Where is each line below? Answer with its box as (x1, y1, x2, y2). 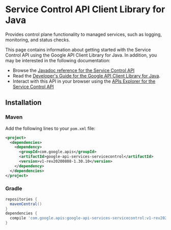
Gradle (5, 185, 22, 192)
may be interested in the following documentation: (5, 57, 110, 63)
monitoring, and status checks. (5, 37, 70, 43)
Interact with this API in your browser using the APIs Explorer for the (12, 78, 156, 84)
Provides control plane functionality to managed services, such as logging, (5, 31, 162, 37)
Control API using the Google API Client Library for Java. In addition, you (5, 52, 157, 58)
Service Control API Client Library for (5, 4, 165, 15)
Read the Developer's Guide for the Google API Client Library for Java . (12, 72, 161, 79)
